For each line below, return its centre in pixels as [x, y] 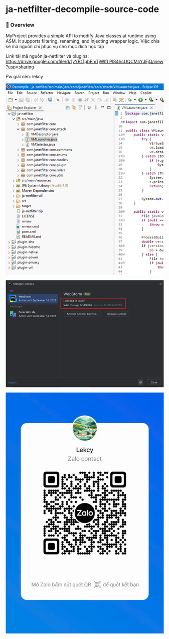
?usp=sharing [20, 67]
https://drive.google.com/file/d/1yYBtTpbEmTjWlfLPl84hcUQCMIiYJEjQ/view [84, 62]
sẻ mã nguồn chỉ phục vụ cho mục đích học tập [55, 47]
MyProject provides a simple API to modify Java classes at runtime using [81, 36]
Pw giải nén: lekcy [24, 77]
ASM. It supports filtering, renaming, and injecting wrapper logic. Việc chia [83, 41]
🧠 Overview [20, 25]
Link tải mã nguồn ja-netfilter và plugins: [47, 56]
